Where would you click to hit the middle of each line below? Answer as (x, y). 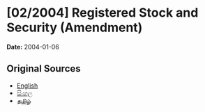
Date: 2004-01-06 (33, 47)
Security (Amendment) (75, 27)
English (27, 86)
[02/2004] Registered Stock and (102, 13)
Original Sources (44, 69)
